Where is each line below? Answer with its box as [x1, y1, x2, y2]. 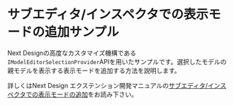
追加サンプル [45, 24, 119, 40]
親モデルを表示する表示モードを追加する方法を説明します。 [7, 66, 181, 75]
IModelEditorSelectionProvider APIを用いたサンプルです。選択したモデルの [7, 57, 227, 66]
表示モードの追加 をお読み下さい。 [38, 89, 138, 99]
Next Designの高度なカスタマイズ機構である [7, 49, 137, 57]
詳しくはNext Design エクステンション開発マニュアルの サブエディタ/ [7, 81, 208, 89]
